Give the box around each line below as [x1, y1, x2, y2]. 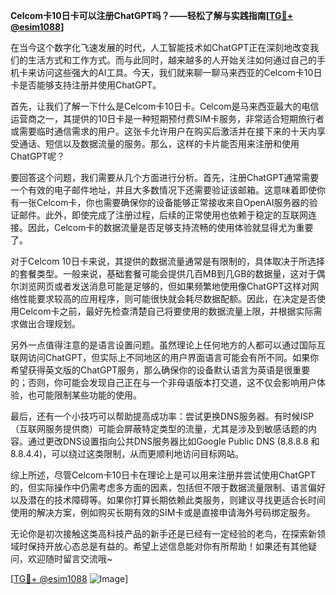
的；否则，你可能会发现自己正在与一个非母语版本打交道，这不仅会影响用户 [10, 377, 317, 388]
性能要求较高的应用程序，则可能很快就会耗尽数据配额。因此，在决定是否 [18, 293, 317, 304]
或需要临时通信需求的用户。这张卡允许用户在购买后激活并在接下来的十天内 [10, 125, 317, 137]
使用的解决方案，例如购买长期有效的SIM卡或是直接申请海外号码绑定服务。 [10, 507, 316, 518]
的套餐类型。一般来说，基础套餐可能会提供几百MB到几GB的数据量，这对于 [10, 268, 317, 279]
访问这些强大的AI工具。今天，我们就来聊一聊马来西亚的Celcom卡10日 [36, 67, 323, 78]
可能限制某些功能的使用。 [36, 389, 142, 401]
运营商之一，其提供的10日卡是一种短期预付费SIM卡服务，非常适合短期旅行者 [10, 113, 325, 124]
